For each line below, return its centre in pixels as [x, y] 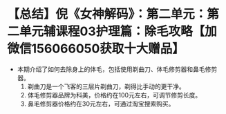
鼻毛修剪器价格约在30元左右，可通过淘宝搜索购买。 [101, 104]
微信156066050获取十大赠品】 [96, 49]
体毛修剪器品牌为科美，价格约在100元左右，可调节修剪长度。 [114, 95]
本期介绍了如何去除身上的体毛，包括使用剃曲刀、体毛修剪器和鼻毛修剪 [117, 69]
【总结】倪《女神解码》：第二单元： [107, 14]
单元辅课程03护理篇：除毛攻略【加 [118, 31]
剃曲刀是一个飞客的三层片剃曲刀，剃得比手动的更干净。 [106, 86]
